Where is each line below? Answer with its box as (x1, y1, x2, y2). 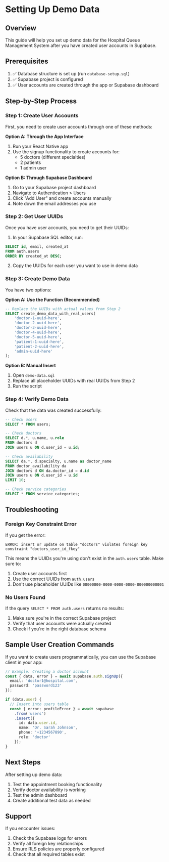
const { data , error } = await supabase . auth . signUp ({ (5, 674, 123, 679)
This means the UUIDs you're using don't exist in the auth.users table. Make (5, 555, 164, 561)
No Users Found (5, 593, 45, 600)
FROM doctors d (5, 440, 37, 446)
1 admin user (20, 164, 47, 170)
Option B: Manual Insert (5, 363, 57, 369)
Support (5, 812, 32, 821)
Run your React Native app (12, 143, 69, 149)
